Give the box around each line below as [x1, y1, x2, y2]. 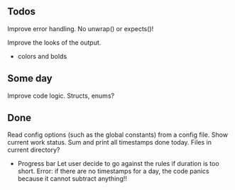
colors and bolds [17, 52, 67, 60]
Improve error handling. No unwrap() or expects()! [7, 24, 154, 33]
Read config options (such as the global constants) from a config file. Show [7, 130, 229, 139]
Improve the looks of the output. [7, 38, 102, 47]
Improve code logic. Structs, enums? [7, 91, 115, 100]
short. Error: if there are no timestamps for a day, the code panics [17, 167, 209, 176]
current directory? [7, 145, 60, 155]
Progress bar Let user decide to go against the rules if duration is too [17, 160, 219, 168]
